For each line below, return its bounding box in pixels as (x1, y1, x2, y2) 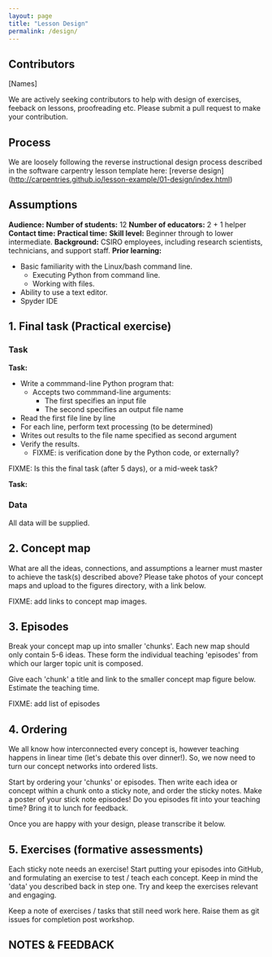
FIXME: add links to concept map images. (8, 596, 148, 606)
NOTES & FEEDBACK (8, 938, 115, 952)
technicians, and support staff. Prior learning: (8, 245, 162, 255)
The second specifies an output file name (44, 404, 184, 414)
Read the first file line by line (19, 413, 116, 423)
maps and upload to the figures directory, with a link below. (8, 580, 207, 590)
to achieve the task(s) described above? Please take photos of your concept (8, 572, 264, 582)
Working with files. (32, 279, 95, 288)
